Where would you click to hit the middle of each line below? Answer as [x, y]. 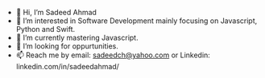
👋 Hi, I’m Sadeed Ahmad [56, 12]
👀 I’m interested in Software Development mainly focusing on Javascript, [137, 21]
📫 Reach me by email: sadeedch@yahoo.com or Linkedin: [113, 55]
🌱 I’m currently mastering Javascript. [77, 37]
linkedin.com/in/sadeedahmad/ [67, 66]
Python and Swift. [46, 29]
